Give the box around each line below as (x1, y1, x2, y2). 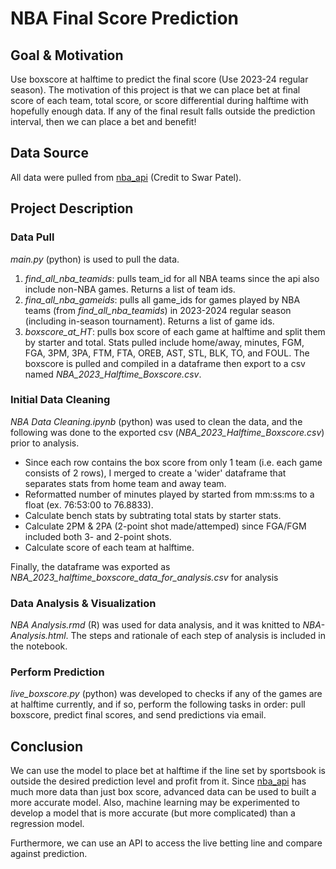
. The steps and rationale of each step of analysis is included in (65, 630, 326, 642)
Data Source (10, 145, 89, 162)
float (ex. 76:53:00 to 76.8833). (24, 498, 154, 511)
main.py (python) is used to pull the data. (10, 253, 180, 265)
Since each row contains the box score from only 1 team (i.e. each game (24, 456, 323, 468)
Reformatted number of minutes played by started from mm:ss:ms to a (24, 488, 315, 500)
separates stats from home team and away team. (24, 477, 227, 489)
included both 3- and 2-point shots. (24, 530, 172, 542)
